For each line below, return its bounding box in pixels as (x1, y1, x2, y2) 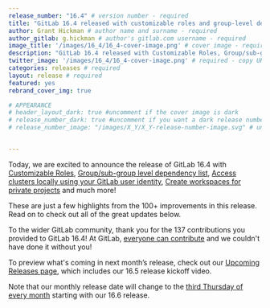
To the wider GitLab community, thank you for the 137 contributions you (8, 224, 246, 234)
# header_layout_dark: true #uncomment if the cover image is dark (8, 109, 239, 117)
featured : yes (8, 79, 56, 87)
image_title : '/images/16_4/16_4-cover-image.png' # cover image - (8, 42, 239, 50)
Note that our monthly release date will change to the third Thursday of (8, 281, 243, 291)
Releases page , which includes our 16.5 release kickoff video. (8, 266, 212, 276)
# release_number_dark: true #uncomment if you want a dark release (8, 116, 243, 125)
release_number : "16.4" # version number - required (8, 11, 189, 20)
